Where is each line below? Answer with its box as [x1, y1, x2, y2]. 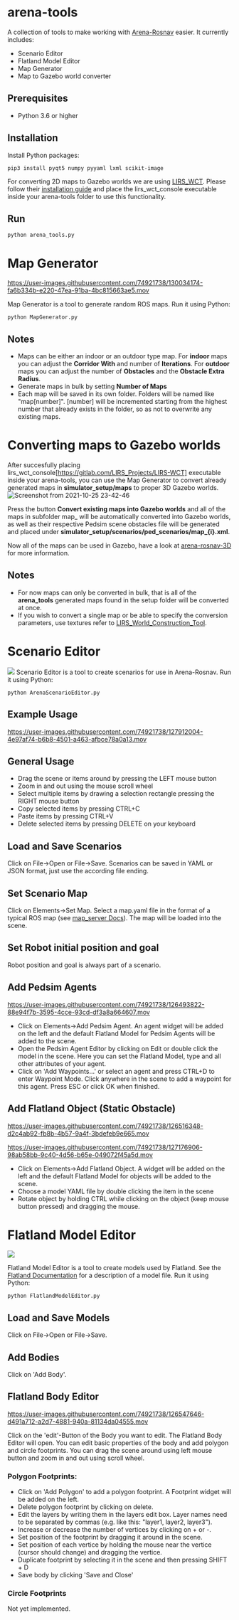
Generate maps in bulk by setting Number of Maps [17, 382, 167, 391]
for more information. [7, 549, 70, 558]
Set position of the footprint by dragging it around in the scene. [17, 1533, 203, 1542]
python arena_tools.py [7, 232, 75, 239]
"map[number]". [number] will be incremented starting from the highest [17, 398, 228, 406]
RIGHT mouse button [17, 797, 80, 806]
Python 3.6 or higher [17, 111, 78, 119]
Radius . [17, 375, 41, 383]
